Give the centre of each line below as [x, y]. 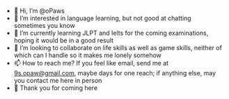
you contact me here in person [58, 81]
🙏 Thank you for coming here [56, 88]
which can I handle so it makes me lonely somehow [88, 55]
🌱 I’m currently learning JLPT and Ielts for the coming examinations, [111, 33]
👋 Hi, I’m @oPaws [39, 11]
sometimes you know [44, 25]
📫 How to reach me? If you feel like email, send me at [91, 63]
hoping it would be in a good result [63, 40]
